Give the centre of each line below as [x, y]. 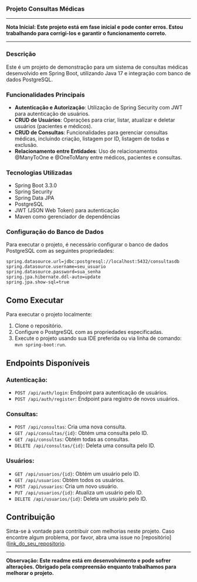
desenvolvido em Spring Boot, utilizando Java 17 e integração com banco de [98, 73]
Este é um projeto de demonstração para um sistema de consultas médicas [97, 67]
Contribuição [31, 517]
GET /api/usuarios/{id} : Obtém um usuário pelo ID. [77, 474]
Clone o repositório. [38, 326]
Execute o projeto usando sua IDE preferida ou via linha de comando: [98, 338]
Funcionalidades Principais [45, 95]
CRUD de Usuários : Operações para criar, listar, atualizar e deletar [95, 120]
